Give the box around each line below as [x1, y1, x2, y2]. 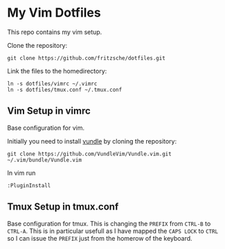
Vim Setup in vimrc [7, 105, 91, 117]
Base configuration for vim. [7, 123, 85, 132]
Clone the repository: [7, 41, 68, 49]
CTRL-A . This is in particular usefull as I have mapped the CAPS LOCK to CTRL [7, 227, 219, 235]
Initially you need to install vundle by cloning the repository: [7, 137, 177, 145]
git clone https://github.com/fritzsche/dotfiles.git [7, 54, 166, 62]
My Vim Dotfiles [7, 5, 102, 21]
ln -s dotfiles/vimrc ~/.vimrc [7, 80, 98, 87]
